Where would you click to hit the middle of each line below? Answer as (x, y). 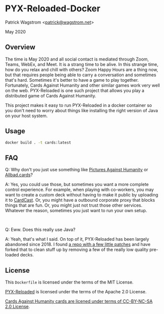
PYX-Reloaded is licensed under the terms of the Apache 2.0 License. (76, 292)
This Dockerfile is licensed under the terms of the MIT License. (69, 282)
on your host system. (27, 116)
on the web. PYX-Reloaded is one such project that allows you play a (75, 90)
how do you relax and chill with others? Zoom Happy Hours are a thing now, (82, 69)
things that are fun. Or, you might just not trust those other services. (74, 205)
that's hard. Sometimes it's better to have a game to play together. (72, 80)
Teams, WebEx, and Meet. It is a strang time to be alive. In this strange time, (82, 64)
